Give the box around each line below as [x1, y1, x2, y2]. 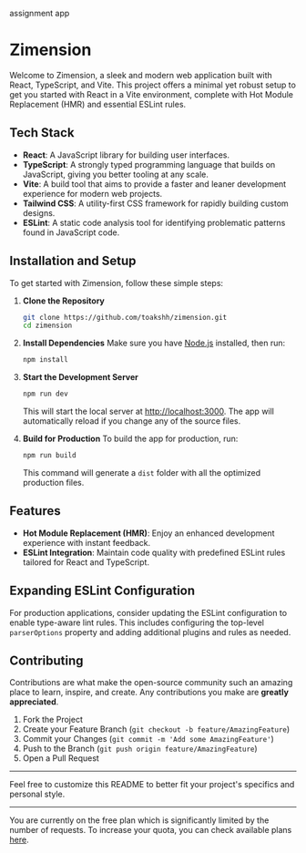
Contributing [9, 653, 84, 668]
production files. [22, 477, 85, 488]
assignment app [9, 8, 70, 18]
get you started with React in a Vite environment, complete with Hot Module [9, 88, 294, 99]
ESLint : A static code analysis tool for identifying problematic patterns [22, 217, 286, 228]
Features [9, 503, 61, 519]
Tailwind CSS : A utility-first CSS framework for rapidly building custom [22, 198, 289, 209]
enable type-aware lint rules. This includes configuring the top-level [9, 617, 264, 628]
